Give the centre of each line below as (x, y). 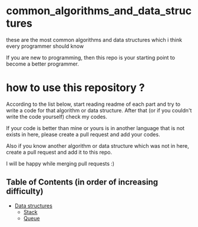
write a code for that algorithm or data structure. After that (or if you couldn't (99, 110)
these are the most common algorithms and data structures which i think (94, 40)
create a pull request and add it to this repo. (59, 152)
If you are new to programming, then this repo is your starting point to (91, 57)
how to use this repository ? (76, 88)
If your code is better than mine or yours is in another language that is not (95, 128)
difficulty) (25, 191)
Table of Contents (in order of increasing (82, 182)
